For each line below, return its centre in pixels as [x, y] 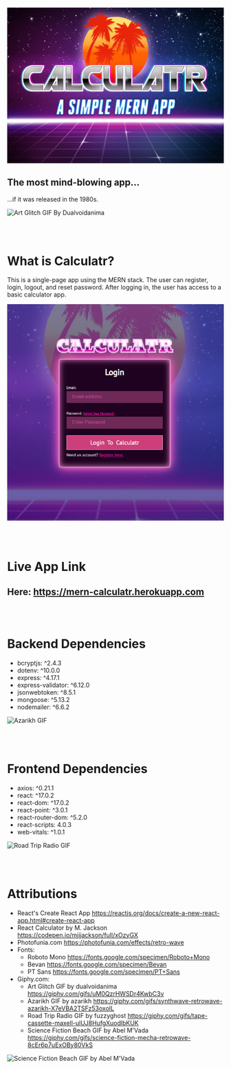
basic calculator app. [37, 294]
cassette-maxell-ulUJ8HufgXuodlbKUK [83, 1023]
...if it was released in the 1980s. [53, 199]
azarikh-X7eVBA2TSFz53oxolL [71, 1008]
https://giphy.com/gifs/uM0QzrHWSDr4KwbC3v [96, 993]
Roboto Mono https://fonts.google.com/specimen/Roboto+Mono [119, 957]
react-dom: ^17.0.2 [43, 802]
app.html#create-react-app [56, 920]
